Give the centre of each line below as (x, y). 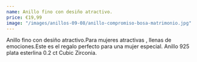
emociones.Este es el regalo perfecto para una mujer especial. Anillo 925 (98, 46)
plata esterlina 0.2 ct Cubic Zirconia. (52, 53)
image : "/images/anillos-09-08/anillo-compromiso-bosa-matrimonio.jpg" (99, 23)
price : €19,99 (24, 17)
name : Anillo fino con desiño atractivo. (60, 12)
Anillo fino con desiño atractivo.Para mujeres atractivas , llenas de (89, 40)
